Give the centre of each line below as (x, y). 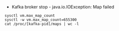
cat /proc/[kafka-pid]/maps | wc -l (42, 24)
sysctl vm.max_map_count (30, 16)
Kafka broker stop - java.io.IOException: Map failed (63, 7)
